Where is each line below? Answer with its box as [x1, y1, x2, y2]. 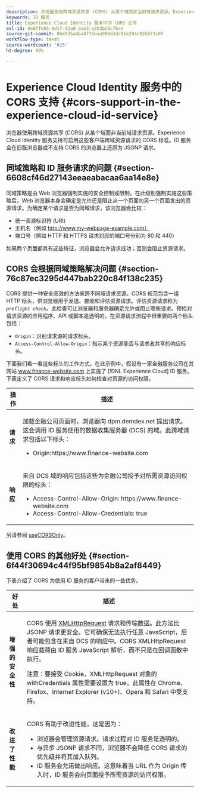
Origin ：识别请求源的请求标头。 [14, 333, 94, 340]
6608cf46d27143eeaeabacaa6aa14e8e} [6, 173, 160, 183]
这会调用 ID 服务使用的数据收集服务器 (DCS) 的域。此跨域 [23, 426, 183, 435]
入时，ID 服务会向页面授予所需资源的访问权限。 [36, 771, 170, 779]
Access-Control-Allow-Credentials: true [32, 509, 148, 518]
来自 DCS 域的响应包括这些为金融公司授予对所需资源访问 [23, 472, 182, 480]
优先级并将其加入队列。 [36, 753, 103, 761]
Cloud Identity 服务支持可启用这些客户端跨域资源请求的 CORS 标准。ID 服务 [6, 136, 192, 143]
